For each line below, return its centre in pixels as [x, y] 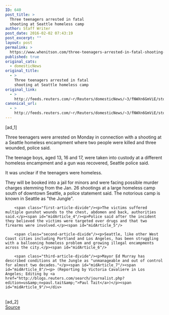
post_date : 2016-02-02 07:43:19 [39, 33]
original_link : [21, 89]
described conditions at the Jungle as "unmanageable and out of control [84, 261]
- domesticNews [26, 66]
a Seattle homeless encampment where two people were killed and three [81, 142]
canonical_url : [21, 104]
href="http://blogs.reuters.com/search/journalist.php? [65, 278]
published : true [22, 57]
